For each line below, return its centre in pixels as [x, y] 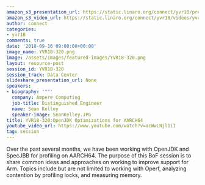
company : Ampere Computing [46, 97]
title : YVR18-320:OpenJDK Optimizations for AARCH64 [75, 120]
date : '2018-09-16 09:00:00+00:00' [52, 47]
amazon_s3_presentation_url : [43, 12]
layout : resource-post [35, 63]
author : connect [27, 23]
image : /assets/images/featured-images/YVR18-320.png [76, 58]
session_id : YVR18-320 [35, 69]
